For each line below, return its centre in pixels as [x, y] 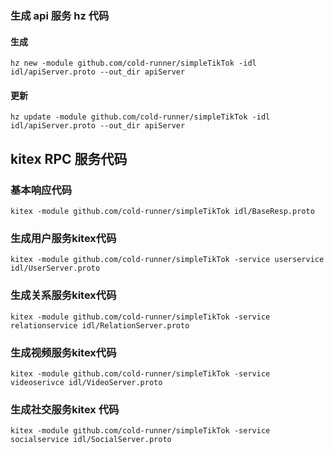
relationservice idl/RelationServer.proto [100, 325]
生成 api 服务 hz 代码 [60, 15]
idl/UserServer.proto [55, 268]
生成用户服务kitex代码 [63, 238]
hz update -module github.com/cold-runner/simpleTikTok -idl [140, 117]
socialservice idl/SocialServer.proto [91, 440]
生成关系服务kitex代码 [63, 295]
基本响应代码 [41, 190]
